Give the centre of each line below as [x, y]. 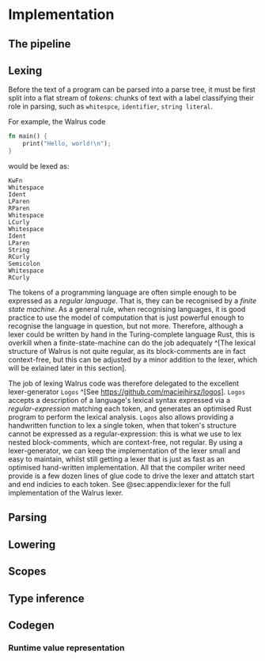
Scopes [27, 572]
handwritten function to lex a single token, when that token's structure [123, 426]
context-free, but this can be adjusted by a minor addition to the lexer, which [133, 360]
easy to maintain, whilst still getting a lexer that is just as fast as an [117, 459]
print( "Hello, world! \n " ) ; [67, 144]
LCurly [19, 222]
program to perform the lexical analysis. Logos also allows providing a [121, 417]
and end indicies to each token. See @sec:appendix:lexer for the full [119, 484]
